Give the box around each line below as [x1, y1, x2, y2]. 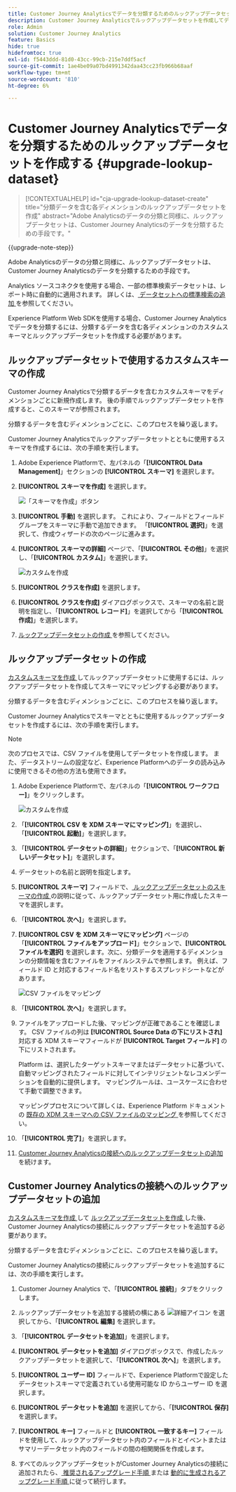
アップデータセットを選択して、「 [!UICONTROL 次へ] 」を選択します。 [24, 1356, 225, 1364]
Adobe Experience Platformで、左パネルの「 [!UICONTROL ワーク [18, 781, 207, 790]
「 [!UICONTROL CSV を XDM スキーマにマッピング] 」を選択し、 [18, 820, 206, 829]
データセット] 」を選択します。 [30, 852, 118, 861]
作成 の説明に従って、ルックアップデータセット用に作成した [36, 891, 210, 900]
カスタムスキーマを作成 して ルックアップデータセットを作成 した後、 [8, 1213, 209, 1221]
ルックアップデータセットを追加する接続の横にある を [18, 1308, 219, 1316]
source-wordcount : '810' [8, 75, 81, 83]
